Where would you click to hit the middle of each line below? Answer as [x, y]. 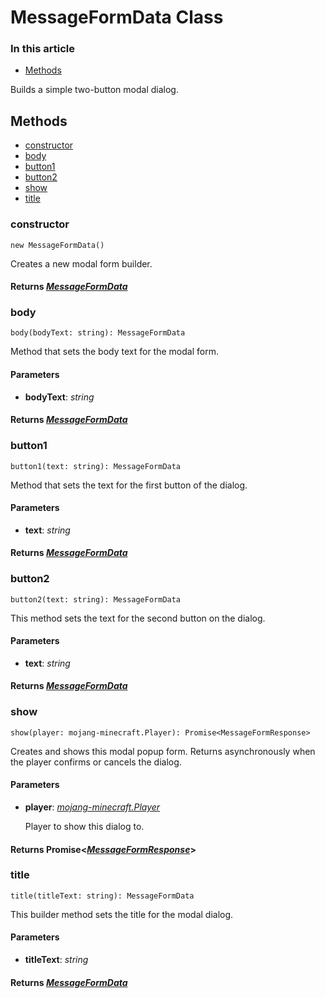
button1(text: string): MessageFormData [96, 466]
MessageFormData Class [117, 17]
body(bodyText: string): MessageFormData [98, 333]
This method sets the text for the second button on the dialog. [138, 618]
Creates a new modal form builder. [81, 263]
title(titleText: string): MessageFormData [102, 896]
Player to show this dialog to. [84, 826]
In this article [43, 49]
